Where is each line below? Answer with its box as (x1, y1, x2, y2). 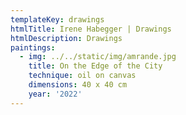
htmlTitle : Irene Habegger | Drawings (10, 24, 172, 34)
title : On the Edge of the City (28, 61, 163, 71)
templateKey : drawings (10, 14, 105, 25)
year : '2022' (28, 89, 83, 99)
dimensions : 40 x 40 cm (28, 80, 128, 90)
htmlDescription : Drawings (10, 33, 123, 43)
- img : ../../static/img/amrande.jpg (19, 52, 177, 62)
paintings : (10, 42, 56, 53)
